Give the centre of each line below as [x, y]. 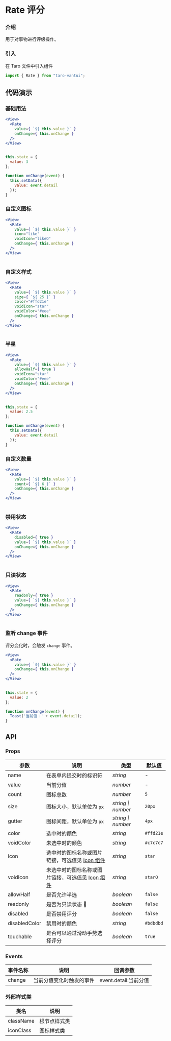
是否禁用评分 [62, 914]
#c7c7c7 [154, 843]
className [21, 1021]
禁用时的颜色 [62, 923]
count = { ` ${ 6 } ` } [35, 484]
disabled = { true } [34, 537]
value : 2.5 [21, 412]
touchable [20, 936]
